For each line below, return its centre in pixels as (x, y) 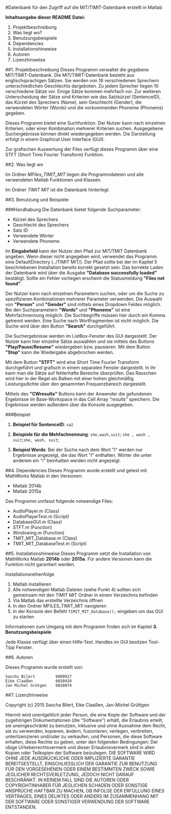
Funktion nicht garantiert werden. (40, 564)
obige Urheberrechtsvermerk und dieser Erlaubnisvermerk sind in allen (80, 747)
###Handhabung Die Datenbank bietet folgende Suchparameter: (73, 210)
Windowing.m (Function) (39, 533)
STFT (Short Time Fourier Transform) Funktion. (55, 155)
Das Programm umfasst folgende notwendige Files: (59, 501)
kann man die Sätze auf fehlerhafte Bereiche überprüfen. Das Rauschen (81, 373)
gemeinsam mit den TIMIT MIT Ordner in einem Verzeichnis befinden (85, 595)
